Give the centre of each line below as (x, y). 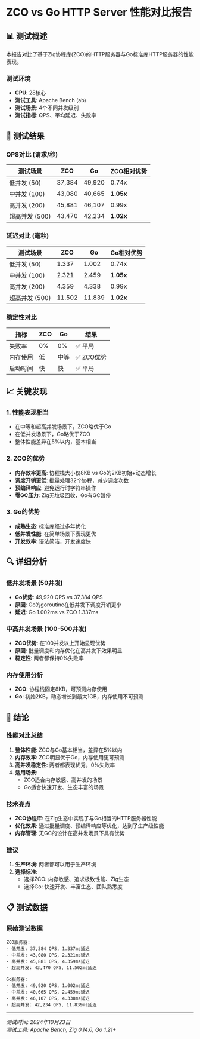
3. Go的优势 (23, 512)
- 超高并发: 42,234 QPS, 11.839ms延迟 (51, 1005)
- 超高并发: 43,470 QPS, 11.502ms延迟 (51, 968)
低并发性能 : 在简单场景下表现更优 (55, 534)
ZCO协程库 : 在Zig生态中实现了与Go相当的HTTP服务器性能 (86, 819)
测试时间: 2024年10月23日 (38, 1022)
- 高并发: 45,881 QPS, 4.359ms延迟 (48, 962)
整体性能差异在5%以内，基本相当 (55, 442)
